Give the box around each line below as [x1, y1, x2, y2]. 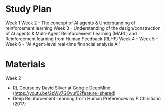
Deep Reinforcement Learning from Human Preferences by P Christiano [12, 95, 161, 101]
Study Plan [5, 3, 52, 15]
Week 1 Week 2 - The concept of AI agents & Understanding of [5, 20, 136, 26]
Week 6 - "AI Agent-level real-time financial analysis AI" [5, 41, 121, 47]
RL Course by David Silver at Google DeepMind [12, 85, 111, 91]
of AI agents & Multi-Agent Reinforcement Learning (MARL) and [5, 30, 137, 36]
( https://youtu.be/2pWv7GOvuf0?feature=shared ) [12, 90, 116, 96]
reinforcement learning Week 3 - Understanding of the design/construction [5, 25, 161, 31]
